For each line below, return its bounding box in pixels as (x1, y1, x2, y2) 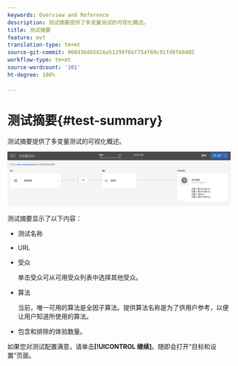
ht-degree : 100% (7, 71, 55, 78)
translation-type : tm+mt (7, 41, 81, 49)
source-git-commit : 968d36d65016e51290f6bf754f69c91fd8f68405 (7, 49, 195, 56)
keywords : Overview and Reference (7, 11, 110, 18)
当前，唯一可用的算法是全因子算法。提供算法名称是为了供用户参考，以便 (17, 303, 229, 311)
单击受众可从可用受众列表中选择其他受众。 (17, 273, 142, 282)
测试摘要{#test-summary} (7, 112, 163, 128)
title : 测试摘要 (7, 26, 51, 33)
